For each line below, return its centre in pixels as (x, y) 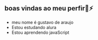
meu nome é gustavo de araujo (42, 22)
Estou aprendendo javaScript (40, 32)
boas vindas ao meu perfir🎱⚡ (49, 8)
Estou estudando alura (34, 27)
